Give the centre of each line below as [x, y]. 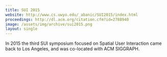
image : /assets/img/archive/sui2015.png [49, 24]
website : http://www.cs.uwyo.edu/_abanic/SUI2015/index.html [72, 15]
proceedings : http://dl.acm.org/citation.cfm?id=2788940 [67, 19]
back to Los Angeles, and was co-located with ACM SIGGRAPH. [73, 49]
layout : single [21, 29]
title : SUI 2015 [22, 10]
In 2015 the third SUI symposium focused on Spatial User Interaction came [83, 43]
